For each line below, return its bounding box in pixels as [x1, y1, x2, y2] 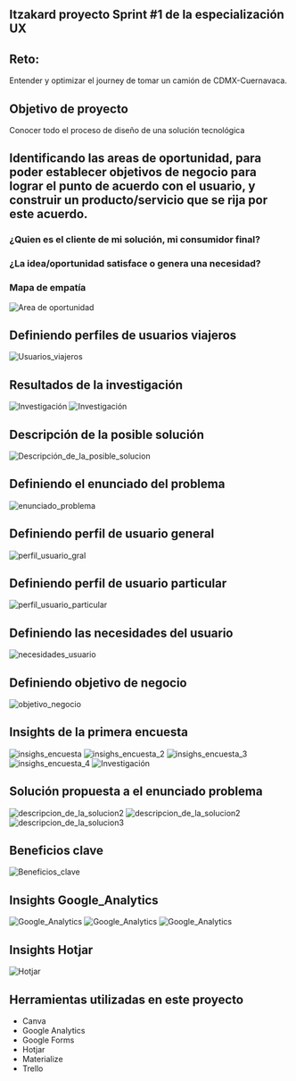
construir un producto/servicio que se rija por [9, 192, 268, 208]
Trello [21, 1063, 44, 1074]
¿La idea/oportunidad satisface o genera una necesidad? [9, 258, 261, 270]
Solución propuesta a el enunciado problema [9, 784, 263, 799]
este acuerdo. [9, 207, 88, 222]
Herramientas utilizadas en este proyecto [9, 992, 243, 1007]
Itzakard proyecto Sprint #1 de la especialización [9, 7, 285, 22]
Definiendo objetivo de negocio [9, 675, 187, 690]
